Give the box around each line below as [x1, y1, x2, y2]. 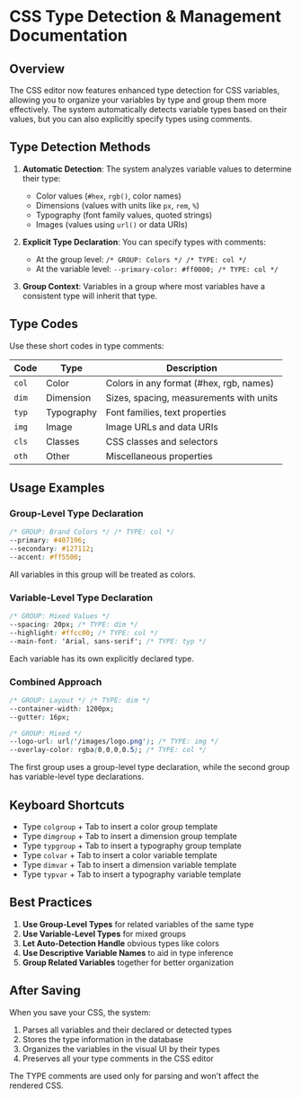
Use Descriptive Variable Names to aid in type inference [22, 947, 234, 958]
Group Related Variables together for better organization [22, 957, 235, 968]
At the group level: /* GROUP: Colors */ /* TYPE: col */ [35, 253, 247, 264]
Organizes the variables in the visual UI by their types [22, 1043, 220, 1054]
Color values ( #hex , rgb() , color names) [35, 190, 181, 201]
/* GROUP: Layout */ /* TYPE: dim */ [9, 695, 151, 704]
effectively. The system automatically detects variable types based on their [9, 104, 288, 114]
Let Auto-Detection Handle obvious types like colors [22, 937, 220, 949]
